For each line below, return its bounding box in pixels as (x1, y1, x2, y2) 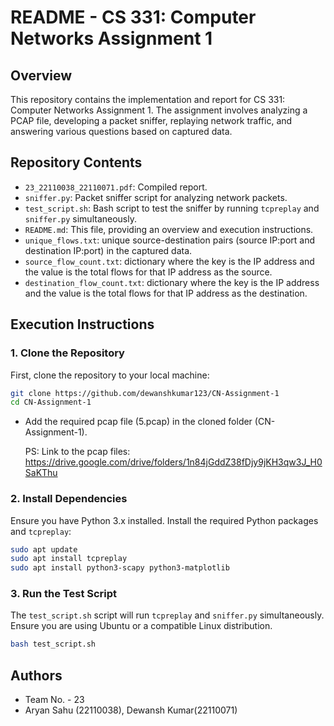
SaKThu (24, 467, 58, 479)
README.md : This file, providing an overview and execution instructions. (24, 223, 314, 235)
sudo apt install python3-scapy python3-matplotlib (10, 563, 230, 573)
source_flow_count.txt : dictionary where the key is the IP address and (24, 255, 315, 267)
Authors (10, 667, 63, 684)
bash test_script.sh (10, 639, 97, 650)
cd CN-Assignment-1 (10, 397, 92, 408)
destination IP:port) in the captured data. (24, 244, 193, 256)
